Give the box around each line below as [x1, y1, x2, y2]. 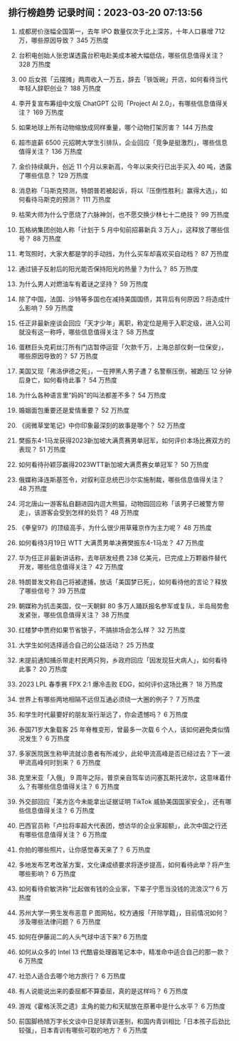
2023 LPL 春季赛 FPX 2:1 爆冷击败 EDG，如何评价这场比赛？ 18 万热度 [18, 680, 223, 688]
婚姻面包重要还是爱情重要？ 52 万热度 [18, 406, 130, 414]
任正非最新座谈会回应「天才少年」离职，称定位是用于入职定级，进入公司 [18, 319, 230, 327]
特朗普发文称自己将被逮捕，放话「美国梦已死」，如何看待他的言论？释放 [18, 577, 228, 586]
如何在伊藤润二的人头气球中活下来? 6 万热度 [18, 932, 148, 941]
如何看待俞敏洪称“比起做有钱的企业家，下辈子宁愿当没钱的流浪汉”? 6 [18, 884, 220, 893]
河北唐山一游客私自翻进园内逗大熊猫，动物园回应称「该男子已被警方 [18, 499, 218, 507]
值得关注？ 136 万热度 [18, 147, 83, 155]
